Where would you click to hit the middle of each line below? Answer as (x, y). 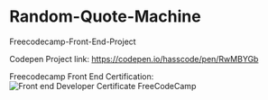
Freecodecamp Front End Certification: (82, 76)
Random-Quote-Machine (105, 17)
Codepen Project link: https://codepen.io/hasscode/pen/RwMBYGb (134, 59)
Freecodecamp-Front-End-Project (73, 41)
